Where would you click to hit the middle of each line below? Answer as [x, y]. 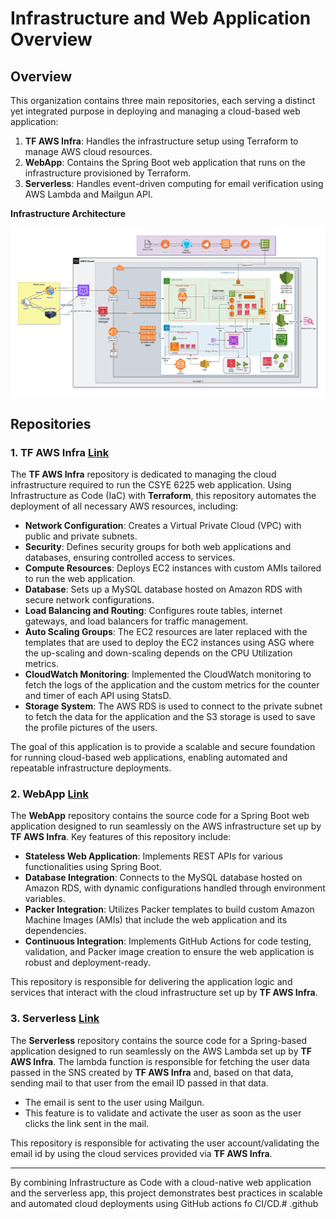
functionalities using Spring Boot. [93, 867]
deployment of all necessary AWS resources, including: [124, 506]
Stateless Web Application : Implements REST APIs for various [153, 856]
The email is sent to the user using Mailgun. [114, 1102]
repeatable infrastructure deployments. [91, 768]
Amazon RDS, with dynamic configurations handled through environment [175, 888]
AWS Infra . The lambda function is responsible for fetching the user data [160, 1061]
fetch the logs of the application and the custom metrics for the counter [172, 684]
